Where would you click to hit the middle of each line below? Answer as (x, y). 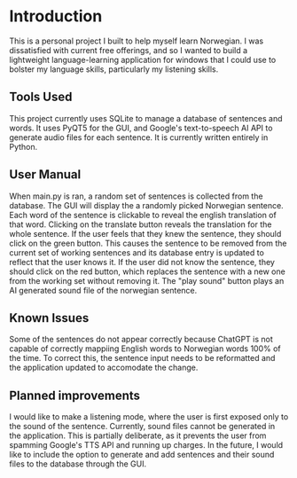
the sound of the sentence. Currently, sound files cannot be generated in (142, 427)
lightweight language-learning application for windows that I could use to (143, 59)
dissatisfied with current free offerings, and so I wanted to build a (129, 50)
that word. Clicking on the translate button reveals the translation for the (141, 224)
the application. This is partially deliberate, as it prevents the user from (138, 435)
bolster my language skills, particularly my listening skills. (114, 69)
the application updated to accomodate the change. (104, 368)
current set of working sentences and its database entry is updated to (137, 252)
